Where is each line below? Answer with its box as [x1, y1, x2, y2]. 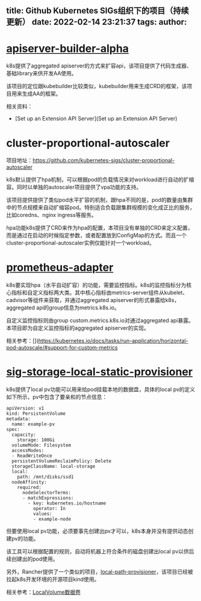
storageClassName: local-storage [11, 464, 96, 470]
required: [17, 485, 42, 491]
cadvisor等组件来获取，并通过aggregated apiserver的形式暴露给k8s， [6, 297, 180, 304]
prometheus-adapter [6, 261, 114, 274]
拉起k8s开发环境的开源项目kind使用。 [6, 576, 100, 583]
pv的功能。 [11, 535, 39, 543]
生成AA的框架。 [22, 90, 61, 98]
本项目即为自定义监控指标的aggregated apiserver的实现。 [6, 324, 149, 332]
